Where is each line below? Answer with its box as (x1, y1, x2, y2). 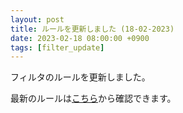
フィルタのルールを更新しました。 (10, 71, 151, 83)
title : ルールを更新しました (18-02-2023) (10, 24, 175, 34)
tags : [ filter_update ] (10, 42, 105, 53)
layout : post (10, 14, 65, 25)
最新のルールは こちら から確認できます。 (10, 92, 177, 105)
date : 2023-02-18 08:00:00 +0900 (10, 33, 150, 43)
